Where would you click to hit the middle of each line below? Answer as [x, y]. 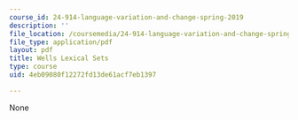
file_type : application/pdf [61, 42]
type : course [33, 67]
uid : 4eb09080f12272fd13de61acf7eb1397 [83, 75]
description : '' [39, 26]
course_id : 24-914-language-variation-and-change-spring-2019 [126, 17]
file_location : [37, 34]
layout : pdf [31, 50]
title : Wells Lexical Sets [59, 58]
